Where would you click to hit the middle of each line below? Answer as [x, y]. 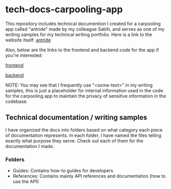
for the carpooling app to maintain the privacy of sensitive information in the [86, 96]
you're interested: [24, 55]
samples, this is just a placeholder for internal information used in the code [84, 90]
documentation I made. [30, 146]
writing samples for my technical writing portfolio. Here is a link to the [79, 34]
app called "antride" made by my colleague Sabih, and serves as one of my [85, 29]
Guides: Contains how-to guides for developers [63, 171]
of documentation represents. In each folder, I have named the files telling [83, 135]
